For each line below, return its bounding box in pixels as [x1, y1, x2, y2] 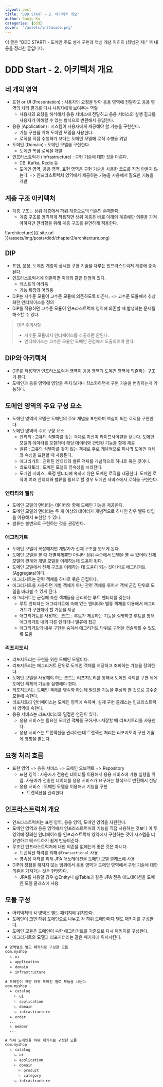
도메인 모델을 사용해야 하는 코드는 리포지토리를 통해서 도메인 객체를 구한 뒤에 [12, 675, 158, 681]
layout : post [5, 7, 32, 12]
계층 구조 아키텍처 [5, 194, 55, 202]
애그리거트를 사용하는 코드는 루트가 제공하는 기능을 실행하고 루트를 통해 [19, 613, 155, 619]
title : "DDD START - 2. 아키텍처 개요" [5, 12, 80, 17]
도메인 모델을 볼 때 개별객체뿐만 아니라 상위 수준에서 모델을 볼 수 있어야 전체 [12, 552, 157, 558]
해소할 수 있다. [12, 311, 40, 317]
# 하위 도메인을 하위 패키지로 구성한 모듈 [5, 1038, 77, 1043]
